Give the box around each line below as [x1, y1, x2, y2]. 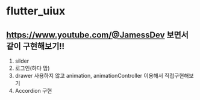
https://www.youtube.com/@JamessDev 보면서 [6, 30, 189, 40]
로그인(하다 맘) [14, 64, 50, 72]
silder [14, 57, 29, 64]
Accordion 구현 [14, 87, 52, 94]
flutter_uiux [6, 4, 66, 18]
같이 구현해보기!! [6, 41, 65, 51]
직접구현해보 [164, 72, 194, 79]
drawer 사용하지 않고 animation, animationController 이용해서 [14, 72, 164, 79]
